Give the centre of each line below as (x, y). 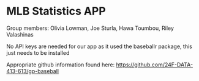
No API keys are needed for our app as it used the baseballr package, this (99, 46)
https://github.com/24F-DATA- (155, 65)
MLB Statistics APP (56, 11)
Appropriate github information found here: (61, 65)
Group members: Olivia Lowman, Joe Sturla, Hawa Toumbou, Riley (90, 28)
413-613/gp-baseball (33, 71)
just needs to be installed (38, 52)
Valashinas (20, 34)
